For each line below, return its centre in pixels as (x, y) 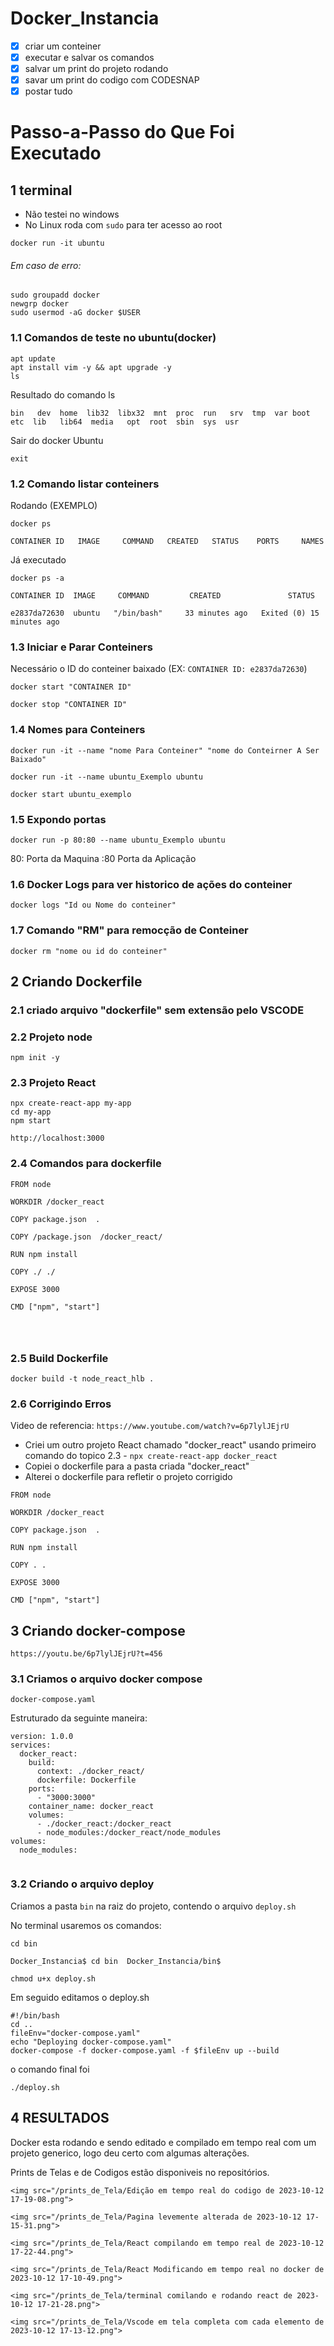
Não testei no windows (72, 214)
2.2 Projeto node (51, 1037)
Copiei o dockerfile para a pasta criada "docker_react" (137, 1466)
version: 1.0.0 (42, 1737)
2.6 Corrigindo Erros (61, 1404)
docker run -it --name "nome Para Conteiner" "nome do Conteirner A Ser (165, 750)
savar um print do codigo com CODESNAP (112, 80)
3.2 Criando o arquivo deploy (82, 1884)
